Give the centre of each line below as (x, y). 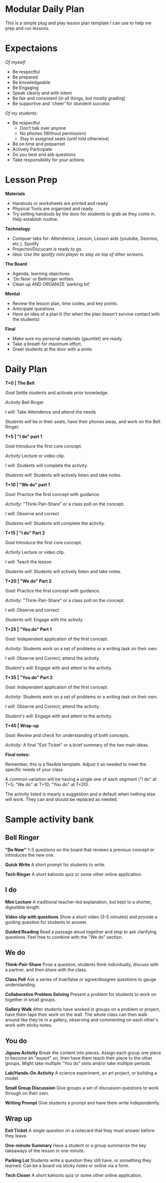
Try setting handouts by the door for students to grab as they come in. (84, 214)
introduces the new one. (30, 855)
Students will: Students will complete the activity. (55, 523)
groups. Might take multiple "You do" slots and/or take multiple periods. (78, 1064)
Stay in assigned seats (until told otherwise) (64, 138)
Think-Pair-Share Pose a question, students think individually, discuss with (82, 965)
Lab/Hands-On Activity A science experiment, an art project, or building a (81, 1073)
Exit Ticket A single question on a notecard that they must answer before (80, 1131)
